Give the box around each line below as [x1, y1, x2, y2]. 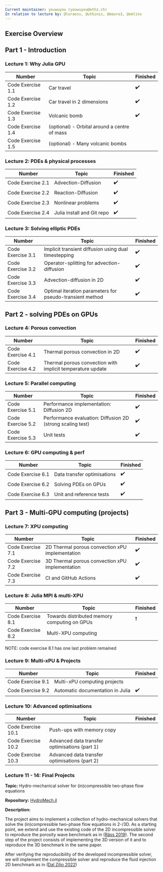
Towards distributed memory [47, 613, 113, 620]
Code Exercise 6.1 [7, 471, 49, 478]
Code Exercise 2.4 [7, 210, 49, 216]
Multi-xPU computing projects [54, 678, 124, 685]
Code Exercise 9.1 [7, 678, 49, 685]
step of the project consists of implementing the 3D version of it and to [5, 837, 147, 843]
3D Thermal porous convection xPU [45, 558, 127, 565]
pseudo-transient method [44, 294, 103, 301]
